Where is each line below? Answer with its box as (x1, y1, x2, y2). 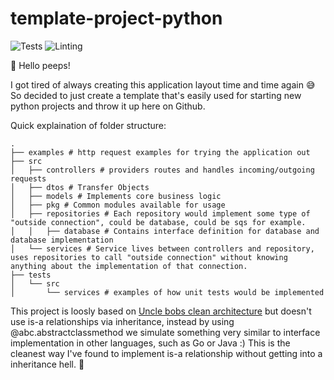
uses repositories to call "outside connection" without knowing (10, 252, 288, 262)
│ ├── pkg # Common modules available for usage (10, 200, 226, 210)
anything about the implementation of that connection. (10, 261, 248, 271)
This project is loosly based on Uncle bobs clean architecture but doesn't (10, 305, 312, 317)
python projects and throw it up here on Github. (10, 100, 206, 112)
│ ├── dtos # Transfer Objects (10, 182, 150, 192)
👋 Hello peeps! (10, 59, 71, 71)
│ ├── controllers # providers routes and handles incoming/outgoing (10, 165, 315, 175)
